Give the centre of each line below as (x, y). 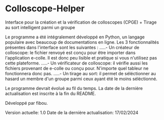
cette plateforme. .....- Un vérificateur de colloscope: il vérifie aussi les (77, 63)
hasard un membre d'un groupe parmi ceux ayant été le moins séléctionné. (81, 79)
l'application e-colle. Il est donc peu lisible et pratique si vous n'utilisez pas (81, 58)
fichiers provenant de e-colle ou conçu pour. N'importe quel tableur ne (77, 68)
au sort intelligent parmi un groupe (40, 27)
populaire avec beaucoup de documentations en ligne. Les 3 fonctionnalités (82, 42)
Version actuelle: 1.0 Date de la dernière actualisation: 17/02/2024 (72, 112)
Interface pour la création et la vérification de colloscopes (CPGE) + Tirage (81, 22)
